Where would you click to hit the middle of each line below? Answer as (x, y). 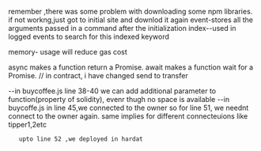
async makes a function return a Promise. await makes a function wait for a (131, 67)
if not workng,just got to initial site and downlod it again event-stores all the (130, 20)
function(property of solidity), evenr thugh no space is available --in (119, 99)
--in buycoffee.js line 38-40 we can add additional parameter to (112, 91)
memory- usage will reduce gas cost (68, 52)
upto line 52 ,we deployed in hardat (81, 139)
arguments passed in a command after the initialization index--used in (122, 28)
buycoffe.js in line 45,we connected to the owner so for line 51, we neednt (129, 108)
